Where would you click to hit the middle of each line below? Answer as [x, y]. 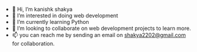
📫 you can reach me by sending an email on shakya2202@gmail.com [99, 35]
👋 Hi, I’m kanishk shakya [42, 9]
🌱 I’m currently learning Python [50, 22]
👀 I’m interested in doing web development [65, 16]
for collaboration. [33, 44]
